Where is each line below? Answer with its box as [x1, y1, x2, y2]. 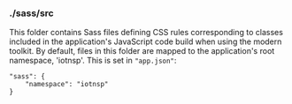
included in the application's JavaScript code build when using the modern [9, 36, 282, 47]
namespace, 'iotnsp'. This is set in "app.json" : [9, 56, 177, 66]
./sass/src [9, 7, 55, 19]
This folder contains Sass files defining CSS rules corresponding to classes [9, 27, 283, 38]
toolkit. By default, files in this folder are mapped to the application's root [9, 46, 275, 56]
